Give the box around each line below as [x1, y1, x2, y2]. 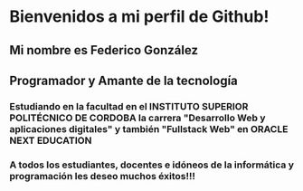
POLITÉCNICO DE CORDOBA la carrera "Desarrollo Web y [9, 111, 266, 124]
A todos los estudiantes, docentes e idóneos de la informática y [9, 158, 295, 171]
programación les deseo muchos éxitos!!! [9, 169, 196, 182]
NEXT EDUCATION [9, 134, 92, 147]
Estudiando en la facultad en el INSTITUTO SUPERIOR [9, 100, 249, 112]
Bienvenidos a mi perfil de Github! [9, 6, 270, 27]
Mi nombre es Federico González [9, 43, 199, 58]
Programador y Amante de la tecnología [9, 72, 238, 88]
